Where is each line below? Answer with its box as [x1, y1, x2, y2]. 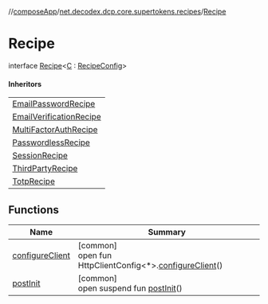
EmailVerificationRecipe [12, 111, 101, 123]
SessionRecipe [12, 150, 68, 162]
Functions [8, 203, 60, 216]
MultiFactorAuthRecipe [12, 124, 98, 135]
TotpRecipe [12, 176, 56, 187]
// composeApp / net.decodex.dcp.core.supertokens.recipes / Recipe [8, 7, 227, 16]
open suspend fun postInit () [77, 283, 183, 294]
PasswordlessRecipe [12, 137, 90, 148]
